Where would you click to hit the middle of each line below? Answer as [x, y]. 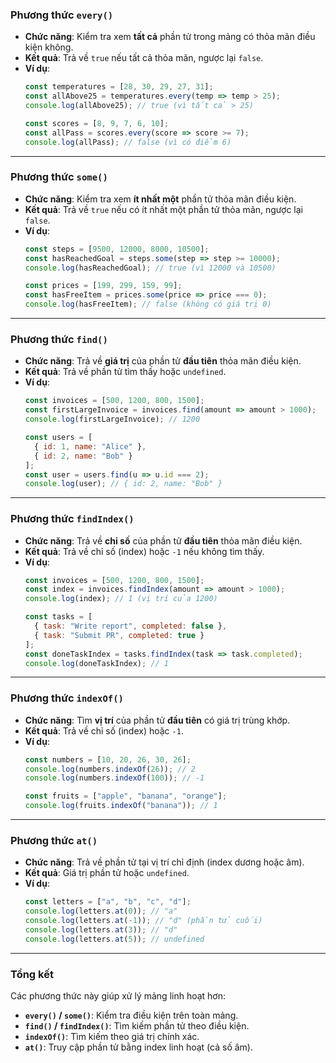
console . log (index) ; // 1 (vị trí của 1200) [121, 599]
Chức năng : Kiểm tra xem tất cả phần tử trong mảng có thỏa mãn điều [170, 37]
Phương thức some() [59, 177]
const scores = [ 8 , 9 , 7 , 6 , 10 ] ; [97, 123]
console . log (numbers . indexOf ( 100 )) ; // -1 [114, 778]
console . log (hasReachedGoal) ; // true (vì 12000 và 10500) [150, 268]
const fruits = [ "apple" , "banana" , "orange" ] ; [126, 796]
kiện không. [49, 47]
